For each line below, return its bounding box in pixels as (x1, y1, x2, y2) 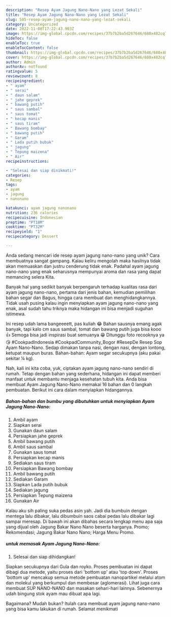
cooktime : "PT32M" (6, 224, 45, 229)
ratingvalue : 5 (6, 69, 38, 74)
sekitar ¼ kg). (6, 355, 35, 361)
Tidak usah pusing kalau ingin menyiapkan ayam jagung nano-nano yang (6, 300, 159, 306)
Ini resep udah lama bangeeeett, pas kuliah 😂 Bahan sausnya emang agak (6, 320, 162, 327)
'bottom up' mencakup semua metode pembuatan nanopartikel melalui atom (6, 574, 165, 580)
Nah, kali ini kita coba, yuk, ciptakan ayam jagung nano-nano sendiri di (6, 365, 154, 371)
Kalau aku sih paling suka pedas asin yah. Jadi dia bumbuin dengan (6, 507, 147, 514)
